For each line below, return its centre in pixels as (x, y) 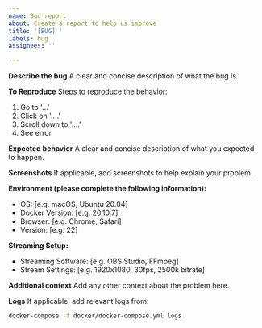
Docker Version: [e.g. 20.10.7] (69, 213)
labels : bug (28, 38)
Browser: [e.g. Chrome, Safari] (71, 221)
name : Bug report (37, 16)
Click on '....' (40, 116)
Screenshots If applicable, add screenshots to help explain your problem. (131, 173)
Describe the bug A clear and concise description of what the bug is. (123, 76)
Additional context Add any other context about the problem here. (119, 286)
